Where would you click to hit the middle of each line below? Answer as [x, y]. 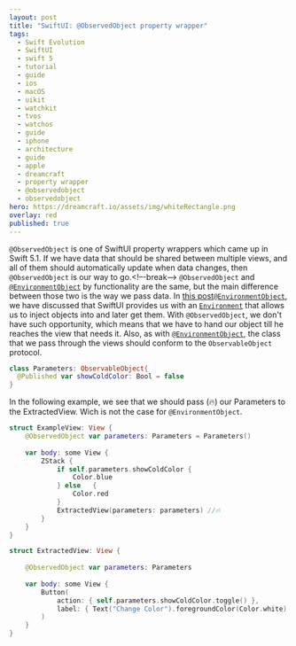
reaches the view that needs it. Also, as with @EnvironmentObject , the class [145, 333]
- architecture [45, 149]
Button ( [55, 592]
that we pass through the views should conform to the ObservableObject [141, 343]
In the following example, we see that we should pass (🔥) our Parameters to [148, 402]
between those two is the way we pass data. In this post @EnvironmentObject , [148, 296]
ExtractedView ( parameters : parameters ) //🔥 [139, 510]
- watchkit [37, 108]
